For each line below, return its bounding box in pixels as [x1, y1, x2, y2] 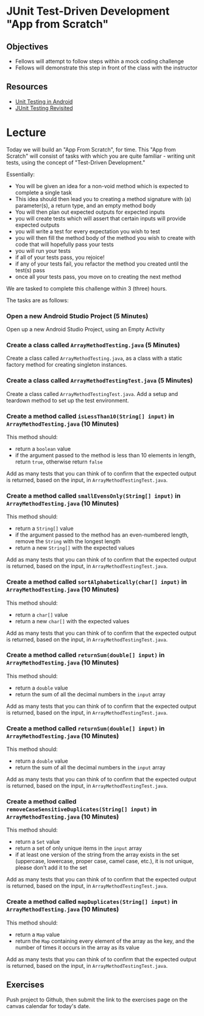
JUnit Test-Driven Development [6, 4, 170, 18]
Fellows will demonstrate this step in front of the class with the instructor [15, 64, 198, 71]
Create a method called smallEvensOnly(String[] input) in [6, 492, 181, 500]
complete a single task [15, 189, 72, 196]
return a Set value [15, 838, 60, 845]
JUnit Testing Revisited [15, 104, 73, 111]
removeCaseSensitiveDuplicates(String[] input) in [6, 805, 157, 814]
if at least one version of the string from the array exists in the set [15, 851, 180, 858]
